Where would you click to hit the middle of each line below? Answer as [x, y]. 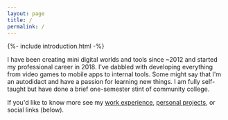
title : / [20, 20]
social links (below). [36, 110]
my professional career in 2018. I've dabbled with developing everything [110, 67]
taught [17, 89]
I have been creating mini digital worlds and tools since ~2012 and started [113, 60]
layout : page [26, 14]
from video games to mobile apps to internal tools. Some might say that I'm [114, 74]
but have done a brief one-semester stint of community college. [119, 89]
